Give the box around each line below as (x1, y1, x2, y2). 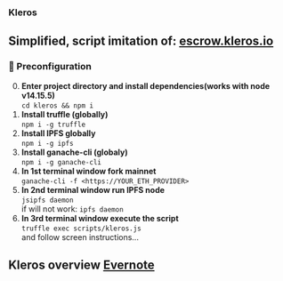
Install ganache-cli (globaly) (20, 147, 128, 157)
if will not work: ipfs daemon (20, 203, 124, 214)
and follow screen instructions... (20, 231, 140, 242)
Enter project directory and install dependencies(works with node (20, 80, 271, 91)
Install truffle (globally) (20, 108, 109, 119)
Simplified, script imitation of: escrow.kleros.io (8, 34, 274, 49)
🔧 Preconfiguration (8, 60, 93, 73)
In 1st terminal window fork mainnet (20, 165, 157, 176)
